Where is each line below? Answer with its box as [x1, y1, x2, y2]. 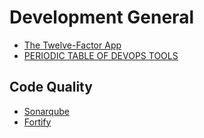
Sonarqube [23, 105, 70, 117]
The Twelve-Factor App [23, 39, 122, 51]
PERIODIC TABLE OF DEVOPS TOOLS [23, 49, 179, 61]
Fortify [23, 116, 52, 128]
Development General [9, 6, 194, 29]
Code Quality [9, 79, 93, 96]
